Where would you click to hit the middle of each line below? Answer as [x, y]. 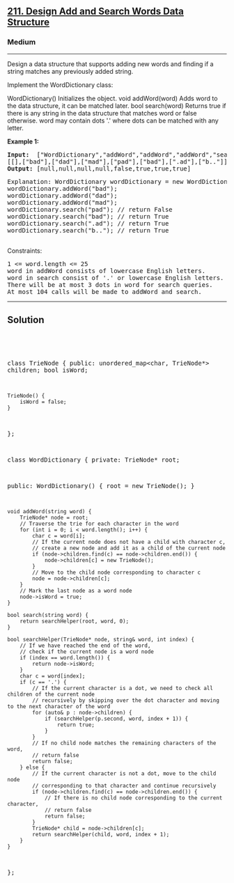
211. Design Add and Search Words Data [96, 11]
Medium [22, 42]
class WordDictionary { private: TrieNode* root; [94, 460]
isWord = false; [44, 402]
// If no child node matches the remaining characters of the [124, 743]
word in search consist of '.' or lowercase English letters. [116, 278]
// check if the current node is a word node [87, 651]
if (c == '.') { [44, 682]
